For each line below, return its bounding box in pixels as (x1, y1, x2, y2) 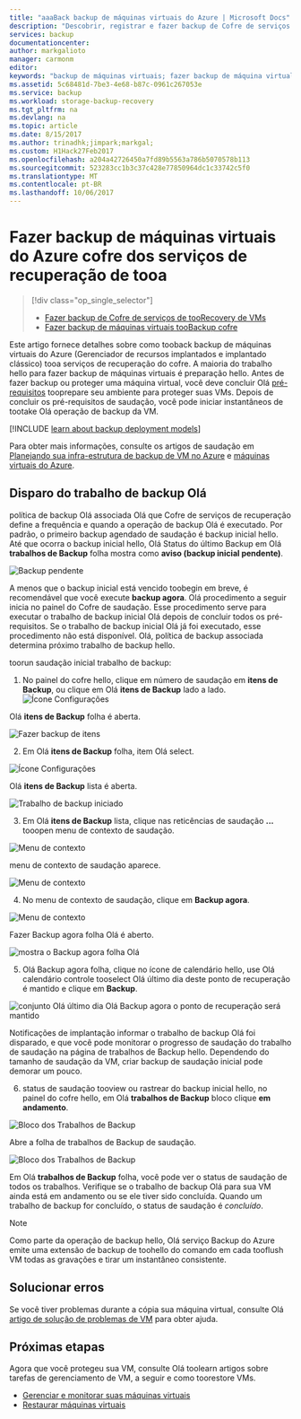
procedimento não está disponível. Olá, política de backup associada (9, 630, 264, 641)
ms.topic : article (9, 122, 78, 131)
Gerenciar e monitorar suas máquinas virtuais (21, 1390, 191, 1401)
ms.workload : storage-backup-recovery (9, 96, 154, 106)
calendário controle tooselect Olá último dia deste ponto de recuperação (21, 973, 291, 984)
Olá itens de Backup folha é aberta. (9, 711, 141, 722)
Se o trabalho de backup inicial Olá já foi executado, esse (49, 620, 262, 631)
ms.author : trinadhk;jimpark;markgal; (9, 138, 154, 147)
